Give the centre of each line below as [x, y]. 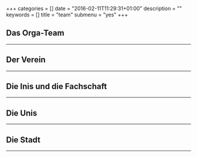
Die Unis [22, 113]
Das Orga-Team [35, 33]
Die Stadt [23, 140]
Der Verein [26, 60]
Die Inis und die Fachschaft [57, 86]
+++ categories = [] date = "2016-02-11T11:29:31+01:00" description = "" [94, 8]
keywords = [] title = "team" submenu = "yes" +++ [67, 15]
